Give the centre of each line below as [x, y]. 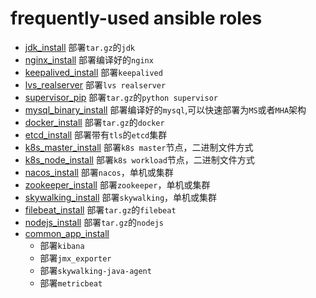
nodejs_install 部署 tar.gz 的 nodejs [94, 222]
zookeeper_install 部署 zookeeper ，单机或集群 [117, 184]
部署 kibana [62, 245]
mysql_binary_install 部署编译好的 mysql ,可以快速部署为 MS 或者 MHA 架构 [165, 109]
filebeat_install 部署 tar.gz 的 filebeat [100, 209]
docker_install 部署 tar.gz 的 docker [94, 122]
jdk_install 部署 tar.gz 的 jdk [80, 47]
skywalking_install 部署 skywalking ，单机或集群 [121, 197]
